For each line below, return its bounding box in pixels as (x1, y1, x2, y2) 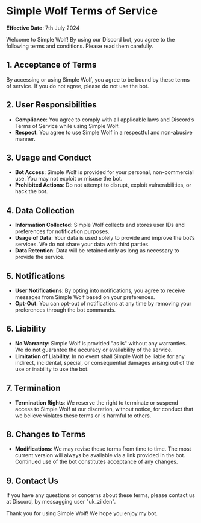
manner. (14, 135, 36, 143)
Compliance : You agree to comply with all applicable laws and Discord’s (14, 116, 194, 123)
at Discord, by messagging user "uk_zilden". (6, 498, 116, 505)
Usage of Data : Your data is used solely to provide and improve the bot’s (14, 234, 196, 242)
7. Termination (6, 383, 61, 393)
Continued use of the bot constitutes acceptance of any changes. (14, 458, 178, 466)
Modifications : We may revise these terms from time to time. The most (14, 445, 191, 452)
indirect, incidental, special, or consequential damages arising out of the (14, 359, 194, 366)
